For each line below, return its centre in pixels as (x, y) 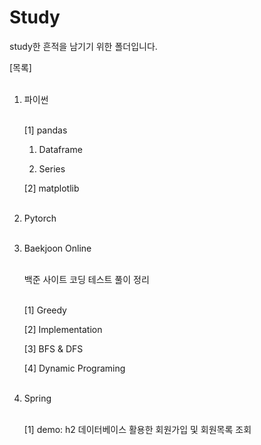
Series (52, 168)
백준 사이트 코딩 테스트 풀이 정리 (86, 279)
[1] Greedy (45, 310)
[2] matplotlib (51, 188)
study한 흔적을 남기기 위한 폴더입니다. (83, 46)
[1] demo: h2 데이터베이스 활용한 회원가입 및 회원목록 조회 (137, 429)
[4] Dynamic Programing (74, 368)
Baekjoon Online (57, 248)
